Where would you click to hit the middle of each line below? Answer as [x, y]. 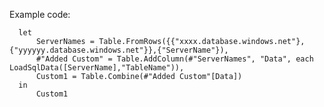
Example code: [40, 14]
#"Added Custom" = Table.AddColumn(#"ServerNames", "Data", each [174, 59]
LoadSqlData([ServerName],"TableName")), [97, 68]
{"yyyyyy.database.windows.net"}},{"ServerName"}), [119, 50]
